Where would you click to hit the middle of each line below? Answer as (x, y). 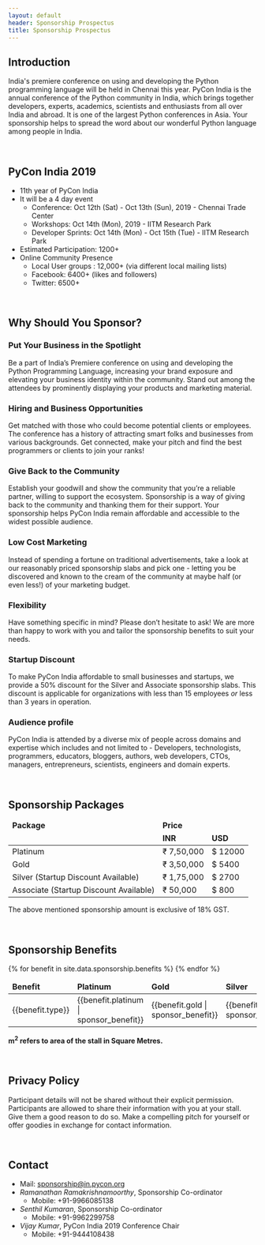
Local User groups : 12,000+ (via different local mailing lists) (129, 266)
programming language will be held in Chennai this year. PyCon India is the (130, 90)
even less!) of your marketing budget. (69, 584)
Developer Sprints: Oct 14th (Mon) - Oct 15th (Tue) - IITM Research (140, 232)
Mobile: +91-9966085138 (73, 1201)
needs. (19, 639)
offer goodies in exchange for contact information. (90, 1125)
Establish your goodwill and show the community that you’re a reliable (122, 488)
